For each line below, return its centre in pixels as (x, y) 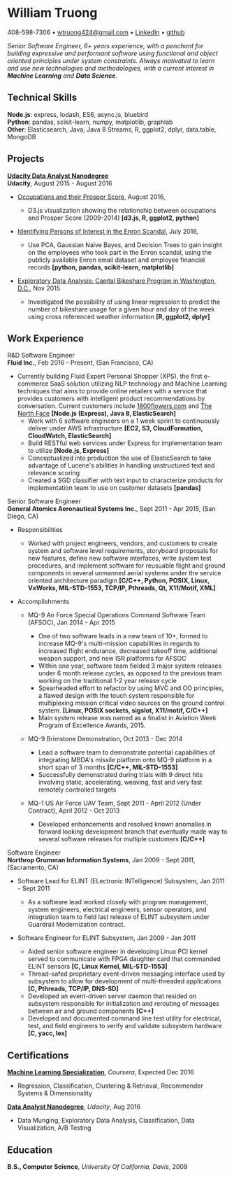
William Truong (52, 13)
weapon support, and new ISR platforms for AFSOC (112, 659)
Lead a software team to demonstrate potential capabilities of (126, 752)
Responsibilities (40, 530)
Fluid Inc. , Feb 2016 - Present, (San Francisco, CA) (80, 363)
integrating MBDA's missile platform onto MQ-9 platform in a (125, 760)
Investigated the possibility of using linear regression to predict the (124, 302)
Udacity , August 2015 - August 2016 (60, 183)
